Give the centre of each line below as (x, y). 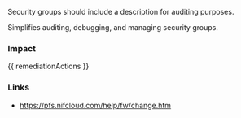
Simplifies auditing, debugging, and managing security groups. (113, 27)
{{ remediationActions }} (48, 66)
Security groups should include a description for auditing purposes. (121, 12)
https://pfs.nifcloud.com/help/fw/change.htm (95, 105)
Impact (22, 48)
